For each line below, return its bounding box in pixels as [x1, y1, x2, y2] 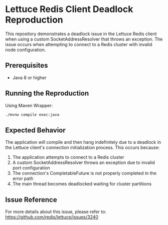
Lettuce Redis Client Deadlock [5, 4, 133, 15]
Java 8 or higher [12, 74, 47, 81]
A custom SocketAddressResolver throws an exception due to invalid [12, 159, 155, 166]
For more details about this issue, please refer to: [5, 209, 107, 215]
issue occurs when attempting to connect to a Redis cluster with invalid [5, 41, 152, 47]
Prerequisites [5, 61, 48, 70]
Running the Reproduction [5, 89, 89, 98]
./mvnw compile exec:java [5, 112, 59, 117]
